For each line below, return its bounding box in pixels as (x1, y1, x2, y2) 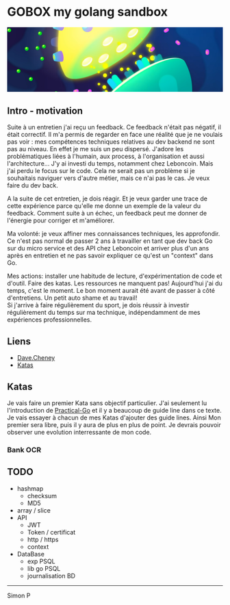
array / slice (16, 506, 51, 514)
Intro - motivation (7, 105, 84, 116)
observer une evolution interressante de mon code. (7, 428, 152, 436)
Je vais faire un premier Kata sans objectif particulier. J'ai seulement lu (7, 398, 207, 407)
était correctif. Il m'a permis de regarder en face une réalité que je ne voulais (7, 131, 223, 139)
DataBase (16, 550, 44, 558)
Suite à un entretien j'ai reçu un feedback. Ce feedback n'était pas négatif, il (7, 123, 221, 131)
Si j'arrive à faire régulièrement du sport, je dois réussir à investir (7, 301, 190, 309)
